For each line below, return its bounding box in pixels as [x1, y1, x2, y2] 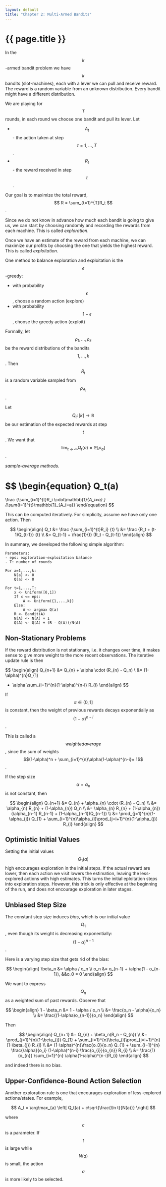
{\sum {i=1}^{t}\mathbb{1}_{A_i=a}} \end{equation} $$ [5, 502, 114, 508]
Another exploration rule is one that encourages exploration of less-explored [5, 1090, 162, 1096]
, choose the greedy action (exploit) [12, 319, 85, 325]
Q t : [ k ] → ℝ [72, 412, 95, 419]
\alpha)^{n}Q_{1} [5, 672, 39, 678]
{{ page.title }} [5, 33, 66, 45]
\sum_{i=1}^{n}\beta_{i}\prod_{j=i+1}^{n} [78, 1037, 161, 1043]
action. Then [5, 517, 31, 523]
